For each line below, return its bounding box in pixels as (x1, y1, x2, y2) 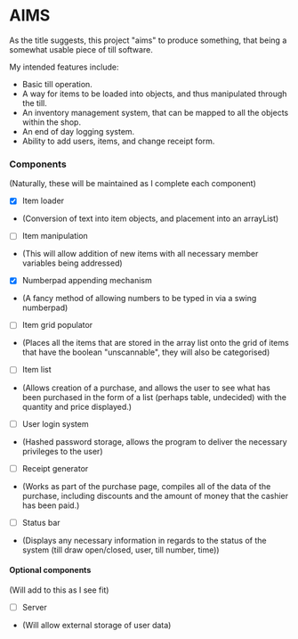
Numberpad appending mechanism (21, 275, 153, 286)
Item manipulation (21, 231, 89, 242)
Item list (21, 365, 52, 375)
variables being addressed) (21, 258, 123, 268)
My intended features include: (9, 61, 119, 72)
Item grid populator (21, 320, 93, 331)
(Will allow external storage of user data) (21, 620, 172, 630)
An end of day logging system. (21, 126, 135, 136)
